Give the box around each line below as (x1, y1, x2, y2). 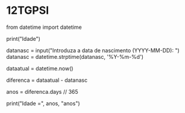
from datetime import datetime (6, 23, 83, 31)
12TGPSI (6, 4, 49, 17)
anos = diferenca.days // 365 (6, 88, 78, 95)
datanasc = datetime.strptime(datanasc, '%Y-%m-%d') (6, 53, 143, 60)
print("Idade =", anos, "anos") (6, 100, 80, 107)
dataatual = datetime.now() (6, 64, 74, 72)
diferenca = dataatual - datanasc (6, 76, 88, 84)
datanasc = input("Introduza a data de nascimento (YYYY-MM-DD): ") (6, 46, 180, 54)
